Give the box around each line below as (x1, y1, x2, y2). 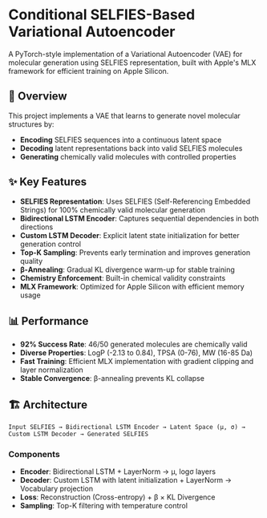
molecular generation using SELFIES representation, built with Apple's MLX (8, 58, 257, 67)
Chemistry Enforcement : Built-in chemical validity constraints (19, 273, 226, 282)
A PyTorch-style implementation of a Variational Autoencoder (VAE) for (8, 49, 243, 59)
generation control (19, 239, 82, 249)
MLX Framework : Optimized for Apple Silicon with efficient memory (19, 281, 245, 291)
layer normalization (19, 365, 84, 374)
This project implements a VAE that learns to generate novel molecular (8, 111, 241, 120)
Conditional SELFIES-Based (8, 6, 196, 24)
